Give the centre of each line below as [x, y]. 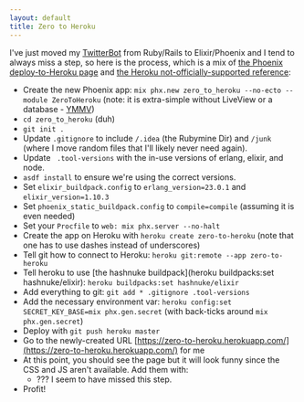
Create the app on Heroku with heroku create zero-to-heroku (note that [158, 235]
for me [192, 350]
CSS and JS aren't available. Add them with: [105, 369]
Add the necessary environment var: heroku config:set [127, 301]
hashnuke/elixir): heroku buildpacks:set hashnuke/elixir [131, 282]
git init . [43, 129]
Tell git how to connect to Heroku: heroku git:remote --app [134, 254]
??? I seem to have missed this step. [104, 379]
